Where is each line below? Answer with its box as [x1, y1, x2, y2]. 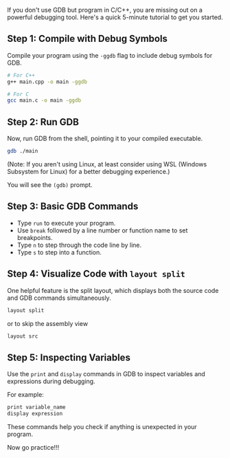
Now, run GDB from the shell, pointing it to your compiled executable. [7, 134, 203, 143]
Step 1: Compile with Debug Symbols [7, 33, 168, 45]
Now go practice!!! [7, 443, 60, 451]
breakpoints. [16, 233, 53, 241]
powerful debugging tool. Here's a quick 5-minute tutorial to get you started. [7, 13, 223, 21]
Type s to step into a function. [16, 248, 102, 257]
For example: [7, 391, 45, 399]
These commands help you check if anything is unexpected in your [7, 422, 197, 430]
